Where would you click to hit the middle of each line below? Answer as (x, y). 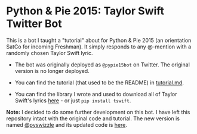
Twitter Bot (34, 24)
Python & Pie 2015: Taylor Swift (85, 11)
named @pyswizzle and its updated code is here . (67, 124)
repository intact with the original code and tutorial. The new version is (93, 118)
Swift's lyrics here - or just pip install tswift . (73, 100)
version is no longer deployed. (52, 71)
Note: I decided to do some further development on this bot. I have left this (98, 112)
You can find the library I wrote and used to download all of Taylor (96, 94)
